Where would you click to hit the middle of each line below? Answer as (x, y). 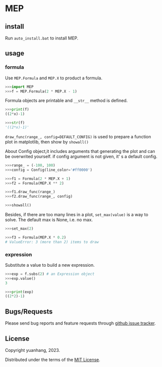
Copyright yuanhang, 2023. (33, 350)
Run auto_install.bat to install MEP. (42, 38)
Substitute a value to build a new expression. (50, 265)
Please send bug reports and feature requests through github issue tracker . (81, 323)
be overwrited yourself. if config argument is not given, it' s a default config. (81, 156)
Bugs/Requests (29, 311)
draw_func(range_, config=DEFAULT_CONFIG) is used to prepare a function (78, 136)
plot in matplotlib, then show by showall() (47, 142)
